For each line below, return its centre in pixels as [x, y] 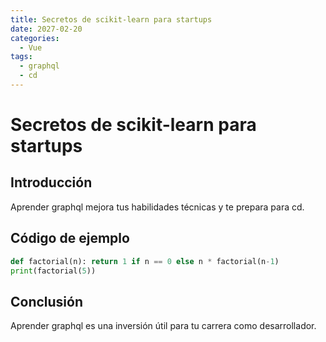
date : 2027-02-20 [46, 29]
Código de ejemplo [70, 238]
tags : [21, 57]
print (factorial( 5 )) [53, 271]
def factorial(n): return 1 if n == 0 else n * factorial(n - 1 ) [145, 261]
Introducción [51, 182]
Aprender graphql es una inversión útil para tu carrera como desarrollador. [163, 326]
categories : [35, 38]
